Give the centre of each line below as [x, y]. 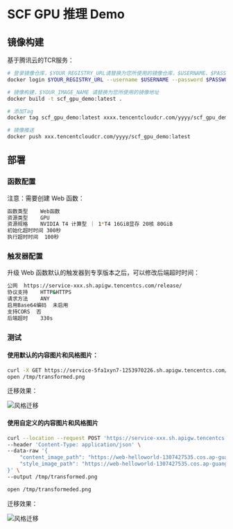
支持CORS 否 [24, 311]
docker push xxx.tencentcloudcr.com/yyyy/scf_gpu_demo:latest [99, 137]
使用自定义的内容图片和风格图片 [53, 423]
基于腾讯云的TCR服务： [41, 60]
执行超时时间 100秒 [33, 237]
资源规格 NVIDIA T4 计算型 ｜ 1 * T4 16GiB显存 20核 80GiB [90, 224]
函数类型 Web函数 [34, 211]
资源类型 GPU [28, 218]
